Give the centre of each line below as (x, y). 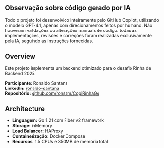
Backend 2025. (20, 73)
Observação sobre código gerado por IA (68, 8)
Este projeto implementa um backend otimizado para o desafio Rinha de (78, 68)
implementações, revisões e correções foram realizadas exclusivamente (78, 35)
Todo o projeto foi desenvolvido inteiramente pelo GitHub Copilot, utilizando (82, 20)
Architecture (25, 109)
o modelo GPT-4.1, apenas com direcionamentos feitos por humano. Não (79, 25)
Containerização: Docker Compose (49, 136)
